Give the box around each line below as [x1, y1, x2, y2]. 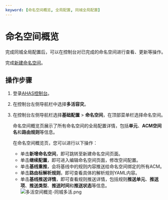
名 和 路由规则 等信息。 [12, 129, 58, 135]
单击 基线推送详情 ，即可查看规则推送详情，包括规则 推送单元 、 [20, 176, 150, 182]
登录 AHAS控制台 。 [12, 90, 52, 97]
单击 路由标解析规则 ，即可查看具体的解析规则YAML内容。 [20, 170, 140, 176]
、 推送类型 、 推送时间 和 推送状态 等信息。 [24, 183, 110, 189]
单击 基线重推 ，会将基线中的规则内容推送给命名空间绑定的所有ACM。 [20, 163, 164, 169]
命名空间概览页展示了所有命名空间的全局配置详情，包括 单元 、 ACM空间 [12, 123, 162, 129]
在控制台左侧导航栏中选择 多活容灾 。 [12, 101, 89, 107]
